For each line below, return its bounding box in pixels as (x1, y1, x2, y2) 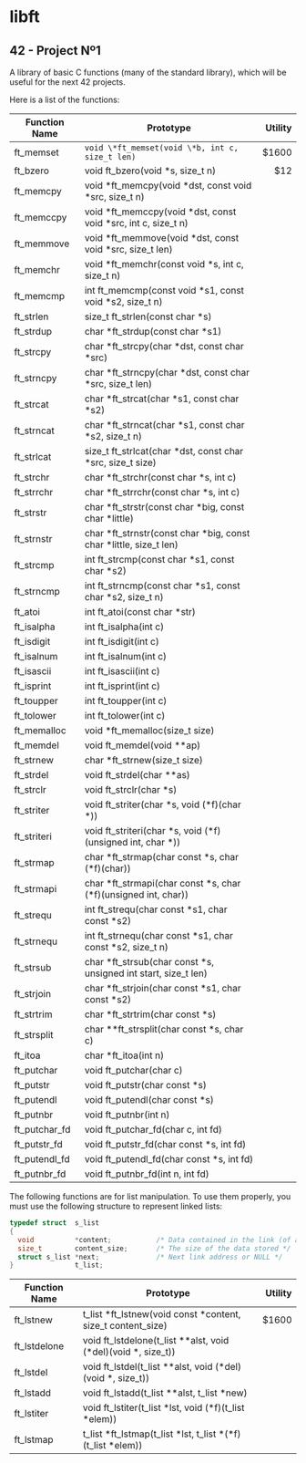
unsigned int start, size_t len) (84, 967, 208, 980)
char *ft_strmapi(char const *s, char (84, 877, 241, 889)
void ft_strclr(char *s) (84, 783, 178, 795)
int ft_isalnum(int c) (84, 650, 167, 662)
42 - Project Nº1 (9, 43, 102, 58)
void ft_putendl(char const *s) (84, 1094, 214, 1105)
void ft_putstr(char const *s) (84, 1079, 208, 1091)
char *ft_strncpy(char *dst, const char (84, 367, 250, 379)
